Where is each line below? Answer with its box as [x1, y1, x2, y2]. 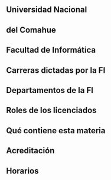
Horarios [6, 166, 39, 176]
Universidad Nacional [6, 5, 87, 15]
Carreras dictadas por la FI [6, 65, 106, 75]
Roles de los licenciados [6, 105, 97, 115]
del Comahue [6, 25, 56, 35]
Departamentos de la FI [6, 85, 93, 95]
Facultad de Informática [6, 45, 96, 55]
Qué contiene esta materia [6, 126, 106, 136]
